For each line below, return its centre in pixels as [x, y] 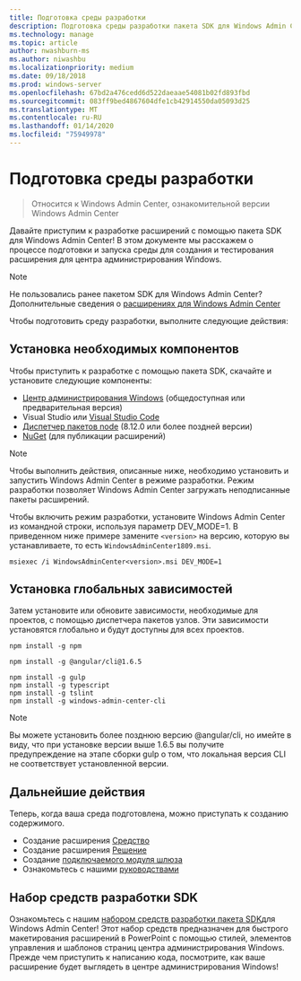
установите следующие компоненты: [81, 380]
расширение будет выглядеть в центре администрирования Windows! [144, 967]
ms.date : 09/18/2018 [48, 76]
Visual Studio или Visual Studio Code [90, 416]
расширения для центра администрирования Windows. [116, 259]
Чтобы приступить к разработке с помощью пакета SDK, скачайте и [141, 371]
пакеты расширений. [49, 499]
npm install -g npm [46, 646]
